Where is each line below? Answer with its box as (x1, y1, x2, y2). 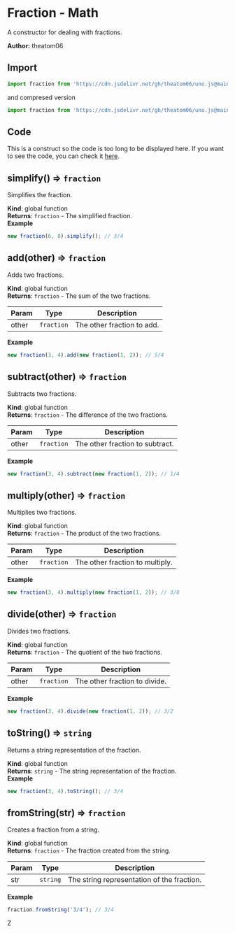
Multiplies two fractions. (7, 508, 77, 517)
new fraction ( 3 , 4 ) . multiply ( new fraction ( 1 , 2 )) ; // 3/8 (7, 589, 180, 596)
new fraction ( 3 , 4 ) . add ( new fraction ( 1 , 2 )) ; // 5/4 (7, 351, 164, 358)
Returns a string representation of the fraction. (7, 746, 141, 754)
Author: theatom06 (7, 41, 64, 50)
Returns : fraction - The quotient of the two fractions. (7, 648, 162, 656)
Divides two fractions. (7, 627, 71, 635)
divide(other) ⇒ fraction (7, 608, 117, 620)
